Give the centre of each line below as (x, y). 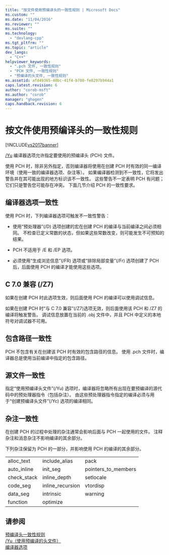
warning (95, 494)
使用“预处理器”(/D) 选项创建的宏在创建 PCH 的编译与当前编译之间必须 (85, 226)
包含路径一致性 (29, 339)
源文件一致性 (25, 375)
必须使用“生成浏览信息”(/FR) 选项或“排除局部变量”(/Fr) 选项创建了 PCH (86, 261)
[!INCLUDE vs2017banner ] (32, 145)
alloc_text (19, 461)
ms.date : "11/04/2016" (29, 19)
